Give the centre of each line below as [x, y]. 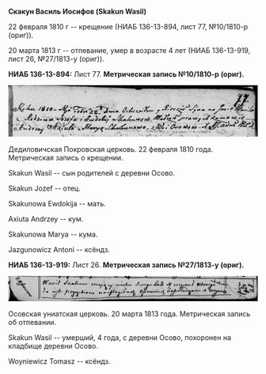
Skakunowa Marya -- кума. [53, 234]
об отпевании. [32, 322]
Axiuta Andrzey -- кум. [46, 219]
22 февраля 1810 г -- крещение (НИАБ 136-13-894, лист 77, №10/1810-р [128, 26]
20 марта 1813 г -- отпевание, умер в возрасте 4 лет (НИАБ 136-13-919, [129, 50]
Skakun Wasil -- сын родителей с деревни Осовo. [92, 172]
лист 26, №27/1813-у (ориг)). [56, 59]
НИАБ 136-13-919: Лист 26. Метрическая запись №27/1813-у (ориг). [126, 265]
